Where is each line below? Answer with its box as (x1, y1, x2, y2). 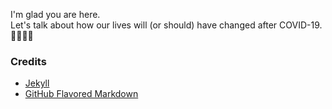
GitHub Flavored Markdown (24, 88, 139, 100)
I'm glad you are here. (10, 9, 101, 20)
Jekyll (24, 77, 50, 89)
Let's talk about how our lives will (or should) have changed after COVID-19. (10, 19, 323, 31)
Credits (10, 54, 47, 68)
